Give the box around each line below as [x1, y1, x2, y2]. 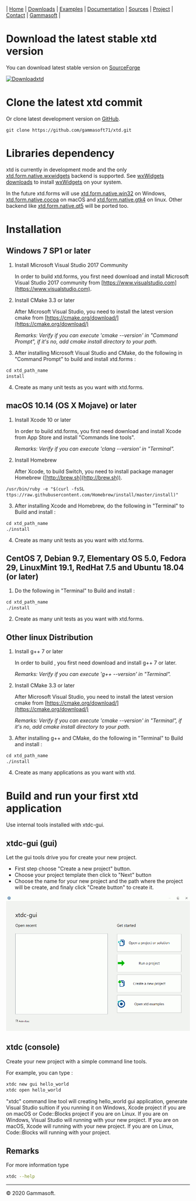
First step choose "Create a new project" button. [14, 865, 131, 872]
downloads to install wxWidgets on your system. [6, 179, 123, 186]
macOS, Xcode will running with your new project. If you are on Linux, [6, 1123, 174, 1130]
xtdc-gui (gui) [6, 838, 58, 848]
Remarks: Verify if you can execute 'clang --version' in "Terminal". [14, 445, 175, 452]
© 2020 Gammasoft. [6, 1190, 56, 1197]
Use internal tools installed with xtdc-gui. [6, 821, 105, 828]
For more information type [6, 1162, 69, 1169]
